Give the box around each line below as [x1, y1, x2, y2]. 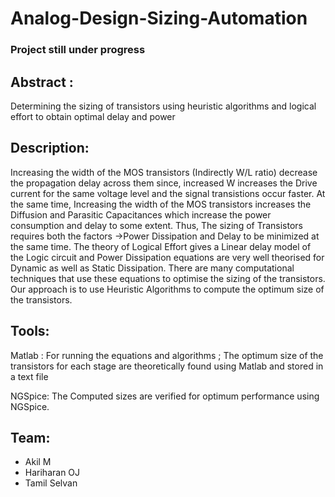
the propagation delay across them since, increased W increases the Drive [10, 177, 318, 189]
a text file [10, 370, 49, 382]
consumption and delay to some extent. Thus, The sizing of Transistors [10, 219, 303, 231]
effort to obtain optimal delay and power [10, 110, 176, 122]
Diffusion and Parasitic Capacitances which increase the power [10, 208, 272, 221]
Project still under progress [10, 43, 146, 57]
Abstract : [10, 73, 74, 91]
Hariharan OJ [24, 467, 81, 479]
